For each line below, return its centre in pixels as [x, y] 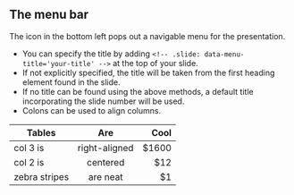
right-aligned [105, 148]
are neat [105, 176]
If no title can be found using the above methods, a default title [138, 91]
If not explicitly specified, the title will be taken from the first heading [148, 72]
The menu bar [49, 15]
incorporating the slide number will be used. [103, 101]
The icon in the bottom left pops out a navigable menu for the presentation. [147, 36]
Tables [41, 132]
